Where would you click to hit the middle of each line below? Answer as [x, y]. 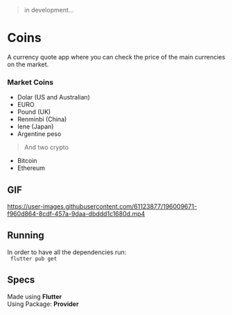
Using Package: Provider [43, 304]
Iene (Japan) [35, 126]
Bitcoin [27, 161]
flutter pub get [34, 258]
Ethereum [31, 168]
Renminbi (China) [42, 120]
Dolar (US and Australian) [53, 97]
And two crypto [46, 147]
